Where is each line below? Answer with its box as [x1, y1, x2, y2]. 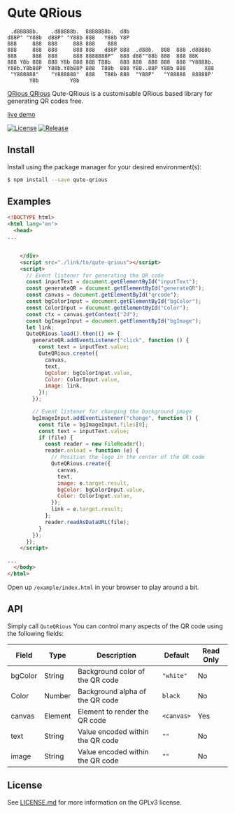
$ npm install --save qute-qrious [7, 176, 108, 183]
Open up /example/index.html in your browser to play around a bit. [7, 583, 199, 591]
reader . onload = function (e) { [44, 447, 139, 454]
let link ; [25, 324, 55, 331]
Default [164, 650, 190, 660]
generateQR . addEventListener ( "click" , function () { [32, 337, 190, 344]
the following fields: [7, 629, 64, 637]
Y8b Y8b [29, 77, 80, 84]
